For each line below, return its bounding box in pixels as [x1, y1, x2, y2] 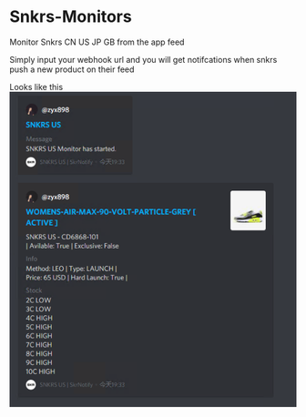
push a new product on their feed [9, 64, 135, 75]
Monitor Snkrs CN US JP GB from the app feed [9, 36, 185, 47]
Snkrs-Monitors [9, 6, 132, 27]
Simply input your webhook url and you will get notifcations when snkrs [9, 54, 278, 65]
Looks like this [9, 81, 64, 92]
